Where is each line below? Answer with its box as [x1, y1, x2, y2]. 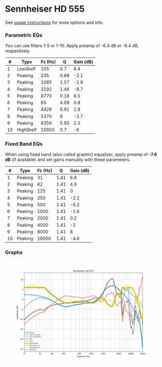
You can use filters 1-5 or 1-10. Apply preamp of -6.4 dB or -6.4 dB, [5, 43, 139, 49]
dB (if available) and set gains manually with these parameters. [5, 157, 131, 163]
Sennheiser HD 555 [5, 3, 85, 15]
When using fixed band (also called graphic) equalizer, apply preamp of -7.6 [5, 152, 157, 157]
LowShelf [16, 66, 36, 72]
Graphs [5, 249, 23, 256]
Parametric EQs [5, 32, 43, 39]
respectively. [5, 48, 31, 54]
